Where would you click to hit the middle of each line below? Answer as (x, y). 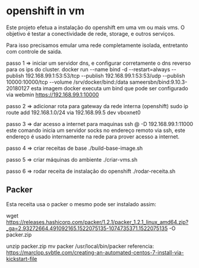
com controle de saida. (34, 51)
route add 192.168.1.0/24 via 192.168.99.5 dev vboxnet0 (73, 112)
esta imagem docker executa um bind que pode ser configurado (109, 88)
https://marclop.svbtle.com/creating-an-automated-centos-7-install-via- (95, 252)
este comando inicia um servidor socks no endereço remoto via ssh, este (96, 130)
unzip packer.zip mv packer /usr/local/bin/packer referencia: (80, 246)
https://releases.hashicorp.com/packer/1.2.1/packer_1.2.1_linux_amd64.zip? (97, 222)
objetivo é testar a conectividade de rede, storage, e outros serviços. (91, 33)
